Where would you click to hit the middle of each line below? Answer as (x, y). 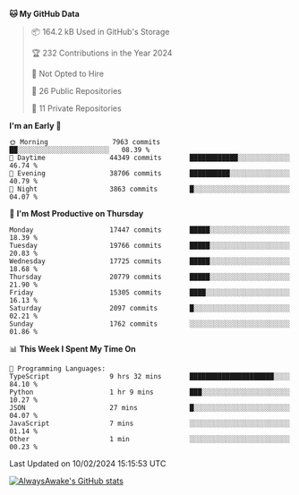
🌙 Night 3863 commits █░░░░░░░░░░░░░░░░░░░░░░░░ (150, 189)
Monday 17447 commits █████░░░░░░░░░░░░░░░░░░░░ (150, 230)
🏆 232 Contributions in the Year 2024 (102, 53)
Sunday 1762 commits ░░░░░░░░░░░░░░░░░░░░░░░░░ (150, 324)
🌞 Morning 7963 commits (85, 142)
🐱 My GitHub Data (45, 14)
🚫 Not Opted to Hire (68, 73)
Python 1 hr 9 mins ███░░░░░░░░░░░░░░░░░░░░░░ (150, 392)
